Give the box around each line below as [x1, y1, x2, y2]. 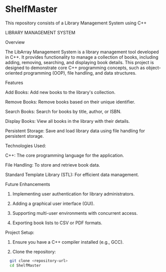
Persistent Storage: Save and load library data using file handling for [5, 128, 146, 134]
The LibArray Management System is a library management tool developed [5, 49, 159, 55]
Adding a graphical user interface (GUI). [12, 200, 95, 206]
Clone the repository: [12, 249, 56, 255]
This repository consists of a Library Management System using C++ [5, 20, 147, 26]
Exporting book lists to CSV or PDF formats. [12, 220, 103, 226]
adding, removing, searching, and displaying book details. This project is [5, 59, 154, 65]
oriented [5, 70, 22, 76]
